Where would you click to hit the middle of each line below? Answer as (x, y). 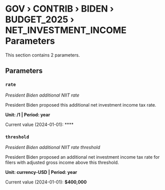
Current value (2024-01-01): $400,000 (46, 182)
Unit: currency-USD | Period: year (41, 172)
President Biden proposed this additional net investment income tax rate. (81, 105)
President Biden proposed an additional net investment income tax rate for (82, 157)
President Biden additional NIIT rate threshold (53, 147)
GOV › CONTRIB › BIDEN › (60, 9)
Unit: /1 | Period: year (28, 115)
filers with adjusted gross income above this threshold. (62, 162)
